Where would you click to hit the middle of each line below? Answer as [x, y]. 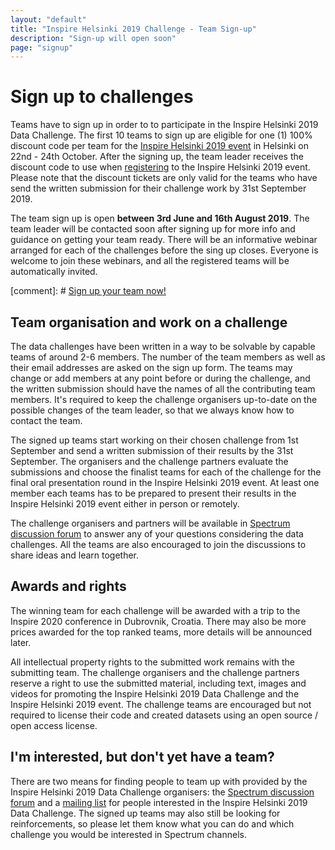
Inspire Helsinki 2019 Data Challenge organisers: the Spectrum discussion [162, 792]
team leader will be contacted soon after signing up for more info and [153, 229]
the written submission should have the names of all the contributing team [163, 389]
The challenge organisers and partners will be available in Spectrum [150, 523]
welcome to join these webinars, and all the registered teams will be [150, 261]
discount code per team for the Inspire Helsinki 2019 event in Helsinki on [159, 146]
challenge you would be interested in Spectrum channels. [128, 834]
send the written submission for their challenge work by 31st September [158, 188]
